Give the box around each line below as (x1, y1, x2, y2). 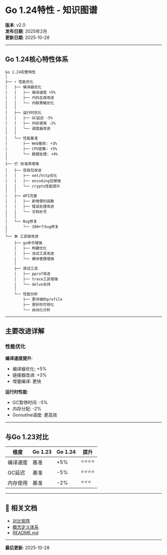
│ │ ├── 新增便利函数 (5, 198, 55, 203)
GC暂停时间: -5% (12, 399, 48, 405)
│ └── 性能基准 (5, 136, 38, 141)
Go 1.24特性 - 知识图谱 (5, 4, 98, 16)
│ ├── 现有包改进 (5, 168, 42, 173)
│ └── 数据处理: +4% (5, 152, 58, 157)
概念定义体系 (12, 524, 39, 530)
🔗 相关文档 (5, 504, 37, 512)
